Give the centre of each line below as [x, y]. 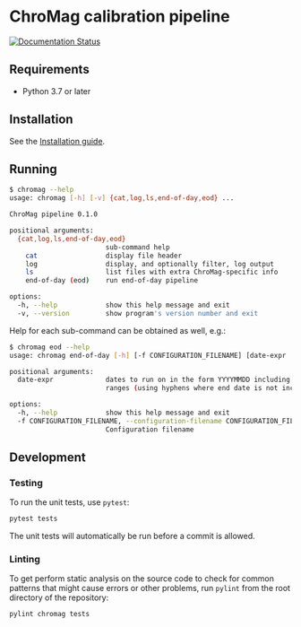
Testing [26, 483]
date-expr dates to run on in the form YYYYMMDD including [154, 380]
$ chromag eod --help [50, 347]
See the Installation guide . [57, 141]
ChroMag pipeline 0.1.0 [54, 214]
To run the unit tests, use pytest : [69, 502]
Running [34, 169]
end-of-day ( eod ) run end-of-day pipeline [112, 281]
